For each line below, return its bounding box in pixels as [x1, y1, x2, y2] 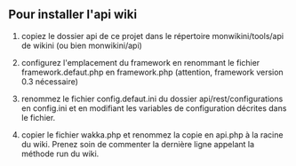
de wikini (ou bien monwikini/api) [20, 40, 143, 51]
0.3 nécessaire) [20, 75, 79, 87]
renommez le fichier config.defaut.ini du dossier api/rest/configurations [20, 93, 284, 104]
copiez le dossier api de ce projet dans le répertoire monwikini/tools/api [20, 30, 284, 41]
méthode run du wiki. [20, 148, 100, 159]
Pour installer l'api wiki [8, 7, 138, 22]
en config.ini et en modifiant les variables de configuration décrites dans [20, 102, 287, 114]
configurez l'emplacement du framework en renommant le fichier [20, 57, 260, 67]
